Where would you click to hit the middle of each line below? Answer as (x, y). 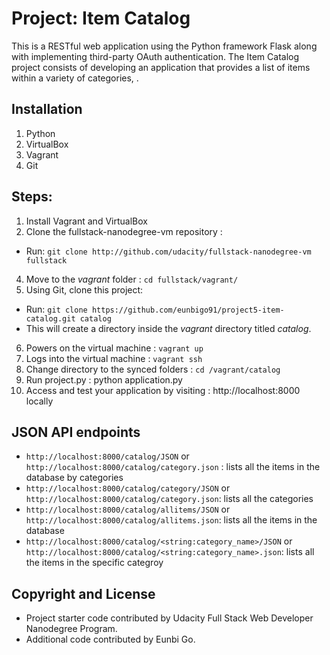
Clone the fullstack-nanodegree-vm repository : (124, 231)
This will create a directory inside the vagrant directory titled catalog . (168, 328)
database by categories (74, 478)
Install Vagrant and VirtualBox (86, 221)
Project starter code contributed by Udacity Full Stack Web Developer (169, 618)
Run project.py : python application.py (104, 379)
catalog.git (50, 318)
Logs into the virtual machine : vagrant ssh (114, 358)
